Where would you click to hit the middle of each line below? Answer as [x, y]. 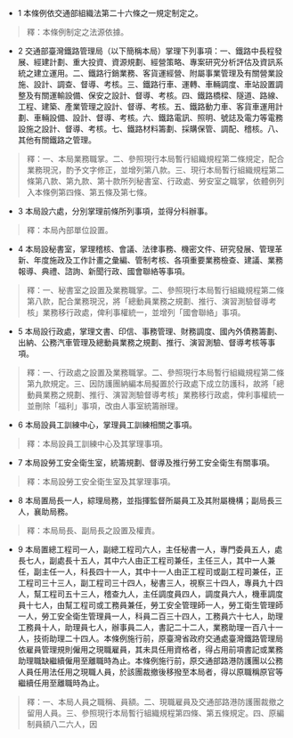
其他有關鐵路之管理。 [57, 140]
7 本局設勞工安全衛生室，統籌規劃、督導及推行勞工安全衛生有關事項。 [146, 462]
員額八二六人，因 [66, 724]
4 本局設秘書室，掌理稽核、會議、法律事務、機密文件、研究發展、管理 [146, 249]
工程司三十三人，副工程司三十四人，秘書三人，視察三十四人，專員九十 [146, 583]
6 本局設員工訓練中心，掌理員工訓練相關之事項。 [107, 425]
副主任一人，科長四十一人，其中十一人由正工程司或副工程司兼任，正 [158, 572]
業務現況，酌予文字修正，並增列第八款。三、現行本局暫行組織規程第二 [155, 170]
